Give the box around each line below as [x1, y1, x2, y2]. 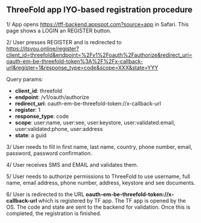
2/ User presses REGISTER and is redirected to [6, 38, 122, 45]
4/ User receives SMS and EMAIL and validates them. [6, 161, 139, 168]
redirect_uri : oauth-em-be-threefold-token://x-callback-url [14, 100, 161, 107]
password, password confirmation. [6, 149, 92, 157]
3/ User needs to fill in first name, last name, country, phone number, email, [6, 143, 193, 150]
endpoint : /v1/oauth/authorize [14, 93, 89, 100]
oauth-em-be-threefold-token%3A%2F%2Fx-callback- [6, 57, 143, 65]
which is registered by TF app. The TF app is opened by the [38, 197, 186, 204]
